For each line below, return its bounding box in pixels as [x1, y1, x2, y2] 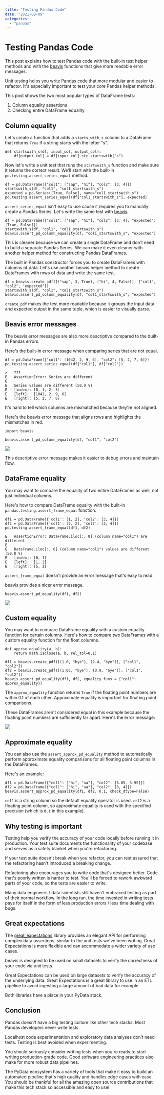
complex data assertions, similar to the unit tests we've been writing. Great [5, 937, 155, 943]
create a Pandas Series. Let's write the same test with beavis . [5, 209, 129, 214]
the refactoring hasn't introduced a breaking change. [5, 860, 111, 866]
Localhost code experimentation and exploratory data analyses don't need [5, 1034, 155, 1040]
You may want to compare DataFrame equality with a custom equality [5, 627, 145, 633]
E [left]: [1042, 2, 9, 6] [5, 391, 67, 397]
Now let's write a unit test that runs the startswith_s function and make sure [5, 162, 159, 168]
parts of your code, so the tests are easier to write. [5, 880, 107, 886]
